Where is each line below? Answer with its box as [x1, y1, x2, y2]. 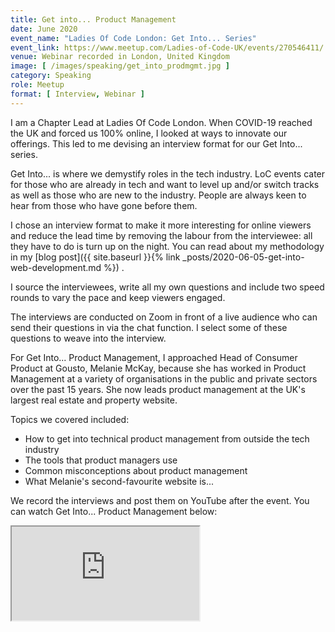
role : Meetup [10, 80, 65, 90]
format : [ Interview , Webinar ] [10, 89, 145, 99]
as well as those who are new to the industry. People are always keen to [10, 189, 307, 201]
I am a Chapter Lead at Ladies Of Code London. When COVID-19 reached [10, 116, 313, 128]
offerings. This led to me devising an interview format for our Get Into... [10, 137, 303, 150]
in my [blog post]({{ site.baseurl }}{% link [10, 251, 181, 263]
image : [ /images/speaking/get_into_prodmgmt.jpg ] [10, 61, 230, 71]
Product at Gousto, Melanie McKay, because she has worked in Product [10, 362, 307, 374]
